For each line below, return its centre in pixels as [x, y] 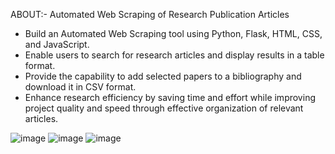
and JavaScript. [57, 44]
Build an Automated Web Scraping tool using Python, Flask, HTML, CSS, [173, 33]
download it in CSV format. [80, 87]
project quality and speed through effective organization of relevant [164, 108]
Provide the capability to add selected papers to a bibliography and [163, 76]
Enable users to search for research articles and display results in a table [174, 55]
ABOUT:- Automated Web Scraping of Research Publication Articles [150, 14]
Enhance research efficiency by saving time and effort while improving [170, 97]
